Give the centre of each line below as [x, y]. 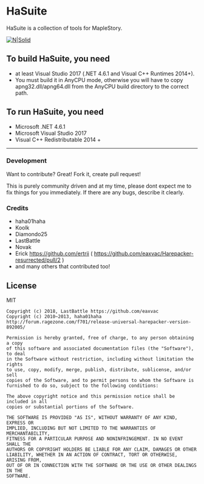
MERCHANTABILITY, [28, 433]
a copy [15, 343]
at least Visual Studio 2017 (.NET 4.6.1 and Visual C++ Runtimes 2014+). [105, 73]
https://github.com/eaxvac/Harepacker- [144, 254]
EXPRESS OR [20, 423]
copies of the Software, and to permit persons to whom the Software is [100, 380]
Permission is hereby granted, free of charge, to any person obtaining [100, 338]
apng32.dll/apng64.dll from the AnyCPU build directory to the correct [102, 86]
